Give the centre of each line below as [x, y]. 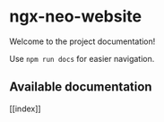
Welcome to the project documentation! [82, 41]
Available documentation [81, 87]
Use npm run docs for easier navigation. [82, 58]
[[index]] [26, 109]
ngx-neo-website [75, 17]
